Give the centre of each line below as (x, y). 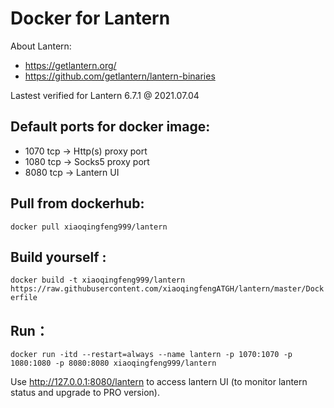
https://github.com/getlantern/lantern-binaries (120, 76)
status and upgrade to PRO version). (85, 393)
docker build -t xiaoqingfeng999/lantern (98, 280)
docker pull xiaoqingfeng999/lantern (89, 227)
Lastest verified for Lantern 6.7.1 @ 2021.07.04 (105, 95)
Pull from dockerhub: (77, 203)
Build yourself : (58, 257)
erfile (24, 298)
